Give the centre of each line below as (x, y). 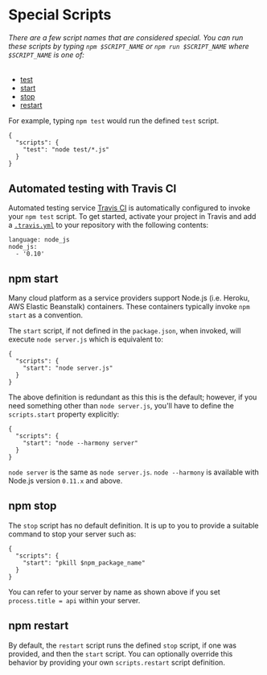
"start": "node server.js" (68, 368)
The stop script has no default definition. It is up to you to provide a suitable (133, 525)
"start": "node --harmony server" (80, 443)
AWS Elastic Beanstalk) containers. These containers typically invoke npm (129, 307)
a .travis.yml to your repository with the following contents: (109, 225)
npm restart (39, 626)
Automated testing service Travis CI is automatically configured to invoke (129, 208)
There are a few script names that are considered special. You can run (126, 37)
